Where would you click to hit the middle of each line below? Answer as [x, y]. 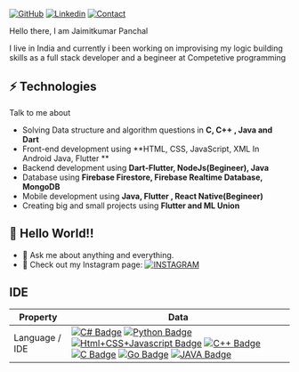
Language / [37, 338]
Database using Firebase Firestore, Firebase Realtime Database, [142, 177]
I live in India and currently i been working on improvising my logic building [146, 48]
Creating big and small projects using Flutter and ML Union [131, 206]
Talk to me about [40, 112]
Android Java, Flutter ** [65, 158]
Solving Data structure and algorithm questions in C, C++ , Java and [147, 130]
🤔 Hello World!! [52, 234]
